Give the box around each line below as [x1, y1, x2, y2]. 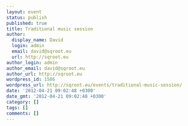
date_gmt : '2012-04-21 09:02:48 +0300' [6, 93, 107, 99]
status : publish [6, 15, 47, 21]
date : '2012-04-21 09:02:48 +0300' [6, 88, 96, 94]
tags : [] [6, 104, 28, 111]
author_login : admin [6, 59, 59, 65]
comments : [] [6, 110, 39, 116]
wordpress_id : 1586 [6, 76, 56, 82]
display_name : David [11, 37, 63, 43]
